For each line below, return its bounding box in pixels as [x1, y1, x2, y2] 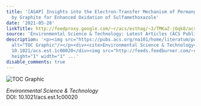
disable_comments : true [6, 59, 66, 65]
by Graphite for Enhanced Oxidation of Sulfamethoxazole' [11, 14, 160, 20]
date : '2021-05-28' [6, 20, 55, 26]
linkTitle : [6, 25, 33, 32]
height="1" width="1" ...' [11, 53, 79, 59]
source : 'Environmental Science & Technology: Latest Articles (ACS [6, 31, 181, 37]
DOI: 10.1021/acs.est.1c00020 [6, 93, 78, 101]
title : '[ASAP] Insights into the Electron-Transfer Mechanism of [6, 8, 175, 15]
